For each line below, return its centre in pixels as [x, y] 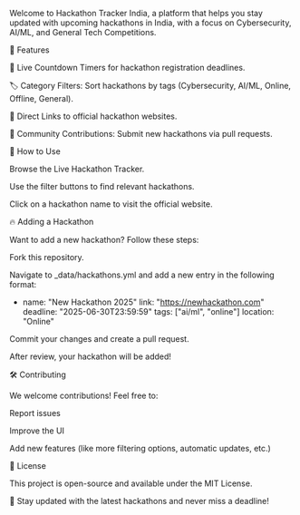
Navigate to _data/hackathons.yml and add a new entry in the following [142, 275]
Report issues [35, 413]
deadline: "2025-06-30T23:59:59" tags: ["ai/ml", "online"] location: [148, 311]
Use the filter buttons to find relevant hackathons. [102, 186]
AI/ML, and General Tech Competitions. [83, 32]
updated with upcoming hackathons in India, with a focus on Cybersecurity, [150, 23]
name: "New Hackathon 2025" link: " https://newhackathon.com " [143, 302]
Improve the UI [37, 431]
